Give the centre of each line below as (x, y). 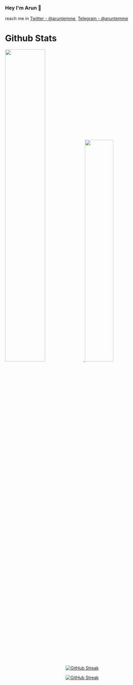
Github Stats (31, 38)
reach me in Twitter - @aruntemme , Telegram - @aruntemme (67, 19)
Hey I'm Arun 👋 (23, 8)
